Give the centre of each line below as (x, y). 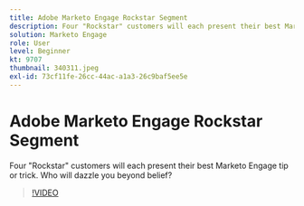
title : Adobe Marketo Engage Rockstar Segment (99, 18)
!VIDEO (45, 192)
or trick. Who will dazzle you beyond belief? (91, 175)
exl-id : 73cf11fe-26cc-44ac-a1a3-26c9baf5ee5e (99, 77)
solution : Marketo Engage (58, 34)
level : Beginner (40, 51)
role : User (30, 43)
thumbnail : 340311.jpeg (54, 69)
